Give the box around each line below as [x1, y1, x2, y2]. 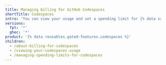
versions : [5, 21, 26, 26]
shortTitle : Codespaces [5, 12, 54, 17]
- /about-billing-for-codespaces [9, 43, 79, 48]
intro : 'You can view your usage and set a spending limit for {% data [5, 16, 156, 21]
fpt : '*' [9, 25, 28, 30]
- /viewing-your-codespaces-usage [9, 48, 81, 53]
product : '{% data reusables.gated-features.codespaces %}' [5, 35, 132, 40]
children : [5, 39, 26, 44]
